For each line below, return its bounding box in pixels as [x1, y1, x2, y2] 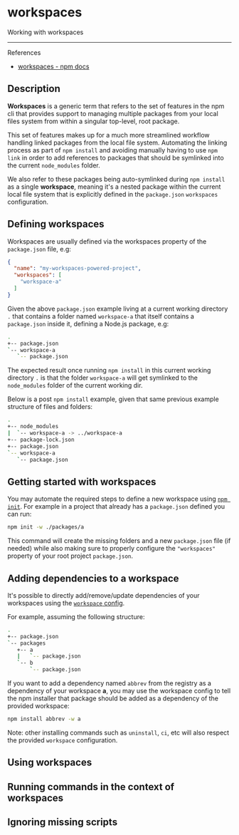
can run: [7, 510, 32, 519]
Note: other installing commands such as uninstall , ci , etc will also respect [7, 728, 230, 737]
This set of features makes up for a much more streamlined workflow [7, 130, 210, 139]
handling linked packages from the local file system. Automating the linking [7, 138, 228, 147]
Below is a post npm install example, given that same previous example [7, 395, 219, 403]
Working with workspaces [7, 28, 84, 36]
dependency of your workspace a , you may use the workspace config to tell [7, 687, 231, 695]
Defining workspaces [7, 218, 105, 230]
